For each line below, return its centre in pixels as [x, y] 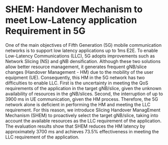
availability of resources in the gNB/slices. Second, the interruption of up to [84, 94]
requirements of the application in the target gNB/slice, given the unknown [83, 88]
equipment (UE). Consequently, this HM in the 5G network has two [75, 77]
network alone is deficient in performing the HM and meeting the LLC [78, 104]
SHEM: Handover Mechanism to [74, 9]
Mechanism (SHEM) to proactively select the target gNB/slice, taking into [82, 115]
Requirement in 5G [45, 31]
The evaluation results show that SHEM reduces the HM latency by [75, 126]
